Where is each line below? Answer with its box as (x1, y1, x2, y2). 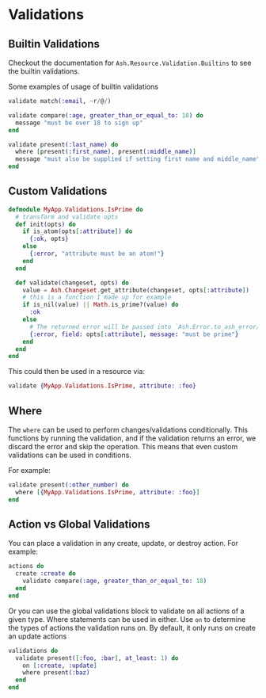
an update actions (8, 631, 67, 641)
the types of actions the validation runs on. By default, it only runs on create (8, 623, 256, 632)
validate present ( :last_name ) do (8, 140, 119, 148)
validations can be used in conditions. (8, 450, 132, 460)
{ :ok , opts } (28, 235, 69, 243)
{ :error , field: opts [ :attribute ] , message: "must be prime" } (28, 330, 239, 338)
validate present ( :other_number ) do (8, 481, 129, 489)
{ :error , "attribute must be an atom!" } (28, 250, 165, 258)
